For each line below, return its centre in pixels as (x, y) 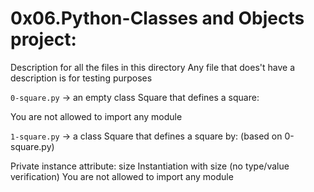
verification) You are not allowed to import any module (122, 176)
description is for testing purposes (81, 78)
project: (43, 39)
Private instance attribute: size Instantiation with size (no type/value (150, 166)
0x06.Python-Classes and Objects (157, 18)
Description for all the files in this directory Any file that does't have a (152, 67)
